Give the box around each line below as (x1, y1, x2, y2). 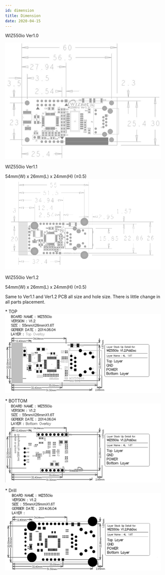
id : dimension (5, 8, 35, 13)
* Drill (5, 488, 17, 494)
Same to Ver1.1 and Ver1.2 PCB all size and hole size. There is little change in (5, 294, 161, 300)
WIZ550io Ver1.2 (5, 274, 39, 280)
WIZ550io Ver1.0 (5, 33, 39, 39)
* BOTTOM (5, 398, 28, 404)
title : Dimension (5, 13, 41, 18)
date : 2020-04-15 (5, 18, 41, 23)
